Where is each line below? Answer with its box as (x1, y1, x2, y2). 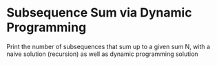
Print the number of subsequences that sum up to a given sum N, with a (6, 42, 211, 50)
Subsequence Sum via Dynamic (6, 5, 192, 21)
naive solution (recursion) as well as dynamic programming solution (6, 50, 198, 58)
